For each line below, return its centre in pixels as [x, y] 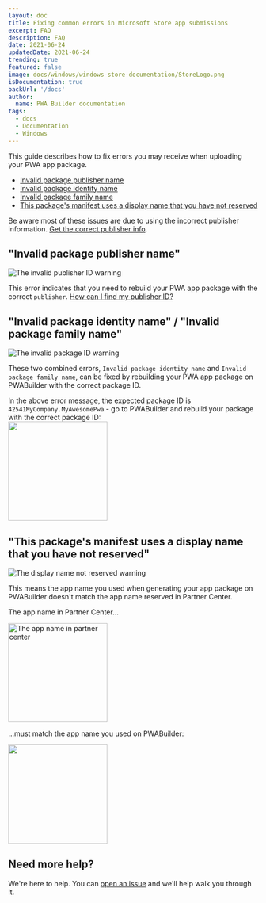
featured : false [35, 67]
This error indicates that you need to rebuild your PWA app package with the [133, 288]
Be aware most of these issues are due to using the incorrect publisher [124, 220]
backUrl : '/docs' [37, 89]
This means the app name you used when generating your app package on [131, 588]
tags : [17, 112]
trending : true [33, 60]
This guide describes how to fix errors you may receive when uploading [125, 156]
